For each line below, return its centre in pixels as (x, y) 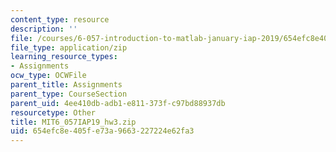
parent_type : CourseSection (69, 94)
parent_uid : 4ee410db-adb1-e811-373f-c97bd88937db (118, 103)
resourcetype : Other (53, 112)
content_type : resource (60, 19)
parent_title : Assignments (66, 85)
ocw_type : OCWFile (48, 76)
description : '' (44, 29)
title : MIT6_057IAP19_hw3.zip (73, 122)
